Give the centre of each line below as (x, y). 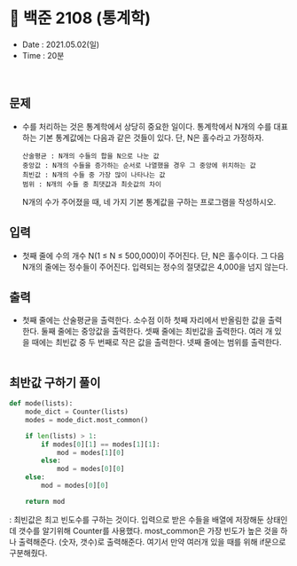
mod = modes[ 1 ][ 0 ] (90, 452)
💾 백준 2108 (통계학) (80, 18)
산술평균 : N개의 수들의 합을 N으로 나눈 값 (90, 156)
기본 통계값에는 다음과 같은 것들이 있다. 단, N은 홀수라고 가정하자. (151, 138)
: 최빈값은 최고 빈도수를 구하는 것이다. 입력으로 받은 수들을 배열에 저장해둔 (137, 519)
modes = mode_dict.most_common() (87, 420)
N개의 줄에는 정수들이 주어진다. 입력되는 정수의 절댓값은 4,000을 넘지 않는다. (155, 266)
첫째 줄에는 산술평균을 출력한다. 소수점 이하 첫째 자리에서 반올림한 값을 (144, 320)
